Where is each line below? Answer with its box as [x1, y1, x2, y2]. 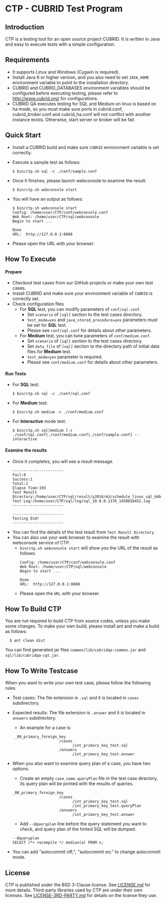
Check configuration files [12, 301, 64, 307]
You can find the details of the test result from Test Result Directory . [12, 529, 155, 535]
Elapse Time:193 [12, 485, 46, 491]
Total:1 [12, 481, 28, 486]
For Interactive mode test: [12, 418, 66, 424]
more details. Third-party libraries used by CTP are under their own [5, 887, 143, 893]
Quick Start [5, 131, 41, 139]
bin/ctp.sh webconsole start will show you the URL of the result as [19, 545, 158, 551]
